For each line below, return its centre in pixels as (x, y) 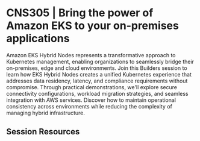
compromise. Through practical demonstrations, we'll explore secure (92, 87)
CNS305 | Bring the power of (80, 13)
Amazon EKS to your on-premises (92, 26)
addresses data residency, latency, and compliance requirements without (97, 81)
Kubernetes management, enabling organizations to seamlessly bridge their (100, 61)
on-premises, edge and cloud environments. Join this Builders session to (97, 68)
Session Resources (43, 132)
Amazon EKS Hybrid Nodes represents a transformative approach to (91, 55)
